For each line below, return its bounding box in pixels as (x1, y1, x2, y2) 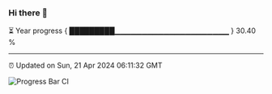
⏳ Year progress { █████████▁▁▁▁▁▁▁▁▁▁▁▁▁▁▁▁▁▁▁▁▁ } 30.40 (8, 26, 257, 35)
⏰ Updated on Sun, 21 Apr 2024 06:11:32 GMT (8, 60, 164, 71)
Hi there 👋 (8, 7, 49, 18)
